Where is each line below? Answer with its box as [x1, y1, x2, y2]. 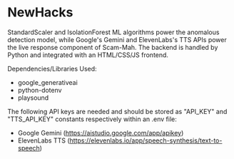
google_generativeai [17, 78, 78, 86]
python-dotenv [17, 86, 62, 94]
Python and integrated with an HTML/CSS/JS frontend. [7, 51, 169, 59]
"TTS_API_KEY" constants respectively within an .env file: [7, 115, 177, 123]
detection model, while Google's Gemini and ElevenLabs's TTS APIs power [7, 35, 227, 43]
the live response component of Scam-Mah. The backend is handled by [7, 43, 218, 51]
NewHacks [7, 4, 73, 21]
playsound [17, 93, 49, 102]
